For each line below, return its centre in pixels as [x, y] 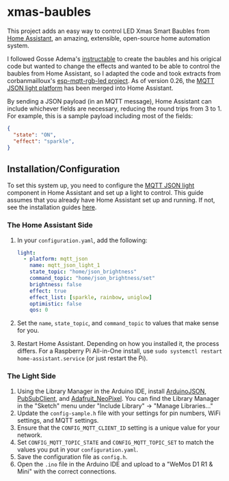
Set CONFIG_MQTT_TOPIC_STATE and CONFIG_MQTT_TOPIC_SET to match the [115, 442]
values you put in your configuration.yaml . [78, 449]
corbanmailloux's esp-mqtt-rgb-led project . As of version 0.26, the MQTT [111, 80]
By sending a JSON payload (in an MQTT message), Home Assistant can [109, 101]
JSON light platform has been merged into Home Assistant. [90, 88]
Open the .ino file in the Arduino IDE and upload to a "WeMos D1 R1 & [115, 464]
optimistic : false [56, 304]
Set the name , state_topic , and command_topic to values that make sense [118, 323]
